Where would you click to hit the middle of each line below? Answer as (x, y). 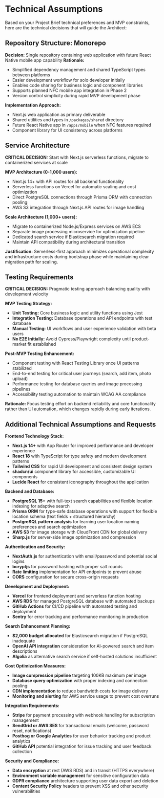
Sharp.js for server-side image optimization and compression (74, 537)
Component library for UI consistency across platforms (67, 130)
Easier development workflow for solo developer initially (69, 80)
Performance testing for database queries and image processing (77, 384)
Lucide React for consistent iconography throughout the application (81, 482)
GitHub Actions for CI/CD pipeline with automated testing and (74, 606)
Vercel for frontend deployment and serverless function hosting (76, 596)
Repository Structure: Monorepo (56, 43)
